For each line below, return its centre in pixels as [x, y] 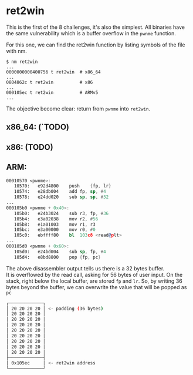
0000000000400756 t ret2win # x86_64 [53, 72]
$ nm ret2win [22, 62]
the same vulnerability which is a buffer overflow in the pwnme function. [91, 33]
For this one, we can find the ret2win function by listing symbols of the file [96, 45]
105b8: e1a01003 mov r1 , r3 [55, 225]
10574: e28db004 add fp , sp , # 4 [60, 192]
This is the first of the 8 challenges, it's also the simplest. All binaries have [95, 27]
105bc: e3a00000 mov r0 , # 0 [55, 230]
